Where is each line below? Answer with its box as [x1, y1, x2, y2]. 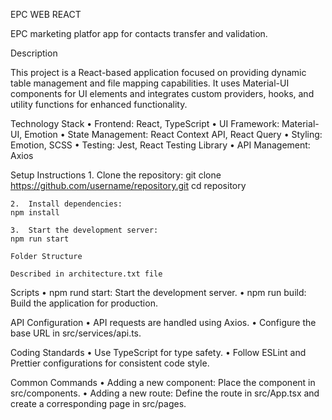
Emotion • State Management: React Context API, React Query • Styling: [24, 129, 323, 140]
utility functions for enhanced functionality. [10, 99, 188, 110]
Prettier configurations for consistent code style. [10, 357, 210, 369]
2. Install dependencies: [10, 199, 123, 209]
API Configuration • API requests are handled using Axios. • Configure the [10, 317, 317, 328]
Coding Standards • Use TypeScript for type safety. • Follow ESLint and [10, 347, 307, 358]
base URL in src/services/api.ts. [10, 327, 142, 339]
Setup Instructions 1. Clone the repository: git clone [10, 169, 222, 181]
